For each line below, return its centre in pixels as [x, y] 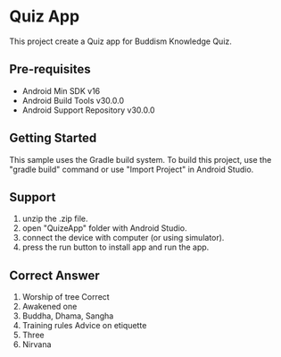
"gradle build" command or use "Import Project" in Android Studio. [132, 169]
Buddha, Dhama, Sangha [68, 316]
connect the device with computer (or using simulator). [123, 238]
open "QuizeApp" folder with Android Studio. [104, 228]
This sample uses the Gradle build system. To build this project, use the [140, 159]
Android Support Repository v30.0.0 [88, 110]
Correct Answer [54, 275]
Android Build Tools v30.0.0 [73, 100]
